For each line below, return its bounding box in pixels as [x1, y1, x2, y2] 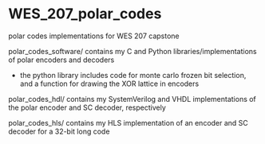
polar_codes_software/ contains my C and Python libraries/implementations [8, 46, 257, 56]
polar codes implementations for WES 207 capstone [8, 31, 180, 41]
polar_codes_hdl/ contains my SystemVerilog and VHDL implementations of [8, 94, 257, 103]
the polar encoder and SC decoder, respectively [8, 103, 166, 112]
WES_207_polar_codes [8, 5, 162, 23]
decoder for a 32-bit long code [8, 126, 110, 136]
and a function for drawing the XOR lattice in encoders [19, 79, 200, 88]
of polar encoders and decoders [8, 55, 115, 64]
